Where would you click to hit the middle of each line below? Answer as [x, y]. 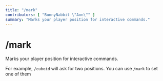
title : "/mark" [22, 10]
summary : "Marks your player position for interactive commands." [78, 19]
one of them [18, 74]
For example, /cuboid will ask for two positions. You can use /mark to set [81, 69]
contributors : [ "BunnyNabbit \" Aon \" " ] [50, 15]
